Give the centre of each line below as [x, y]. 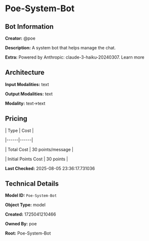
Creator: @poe [20, 38]
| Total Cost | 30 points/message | [39, 149]
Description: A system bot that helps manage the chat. [60, 48]
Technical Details [32, 184]
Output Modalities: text [29, 94]
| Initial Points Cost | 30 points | [37, 159]
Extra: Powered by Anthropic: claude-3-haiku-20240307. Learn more [75, 57]
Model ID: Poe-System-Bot [31, 196]
